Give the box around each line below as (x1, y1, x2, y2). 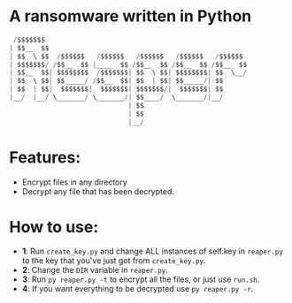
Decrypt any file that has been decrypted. (21, 186, 174, 196)
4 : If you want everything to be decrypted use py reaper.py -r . (21, 284, 254, 294)
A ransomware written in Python (9, 6, 252, 27)
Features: (9, 148, 81, 167)
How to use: (9, 216, 99, 237)
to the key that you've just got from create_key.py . (21, 255, 206, 266)
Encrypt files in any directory (21, 177, 128, 187)
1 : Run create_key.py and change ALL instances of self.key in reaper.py (21, 246, 283, 257)
